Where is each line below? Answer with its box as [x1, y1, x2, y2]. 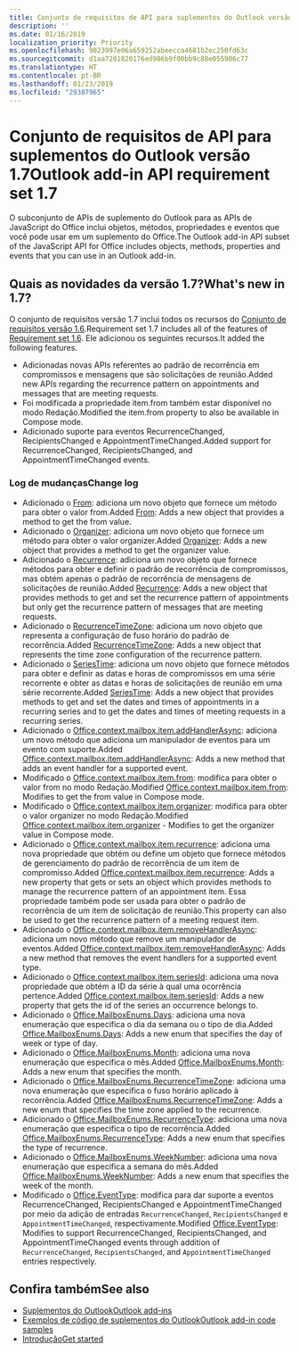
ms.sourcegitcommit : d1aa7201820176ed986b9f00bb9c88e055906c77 [9, 54, 249, 63]
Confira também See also [9, 1282, 149, 1297]
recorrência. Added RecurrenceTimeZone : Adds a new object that [21, 639, 262, 650]
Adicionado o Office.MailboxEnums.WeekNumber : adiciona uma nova [21, 1151, 278, 1162]
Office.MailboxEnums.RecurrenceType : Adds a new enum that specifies [21, 1133, 286, 1143]
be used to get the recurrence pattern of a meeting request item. [21, 914, 260, 925]
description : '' [9, 21, 69, 30]
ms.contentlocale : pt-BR [9, 71, 101, 80]
